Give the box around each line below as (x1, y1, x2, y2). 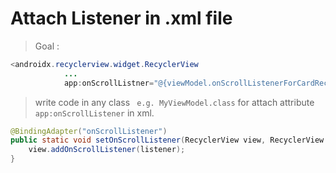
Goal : (34, 40, 60, 52)
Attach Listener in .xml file (10, 7, 233, 30)
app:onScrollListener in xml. (34, 107, 155, 119)
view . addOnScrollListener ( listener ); (28, 145, 186, 155)
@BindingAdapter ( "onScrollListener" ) (10, 126, 168, 136)
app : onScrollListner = (63, 78, 155, 88)
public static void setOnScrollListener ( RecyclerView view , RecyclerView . (10, 135, 329, 146)
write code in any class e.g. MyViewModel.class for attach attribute (34, 96, 315, 108)
